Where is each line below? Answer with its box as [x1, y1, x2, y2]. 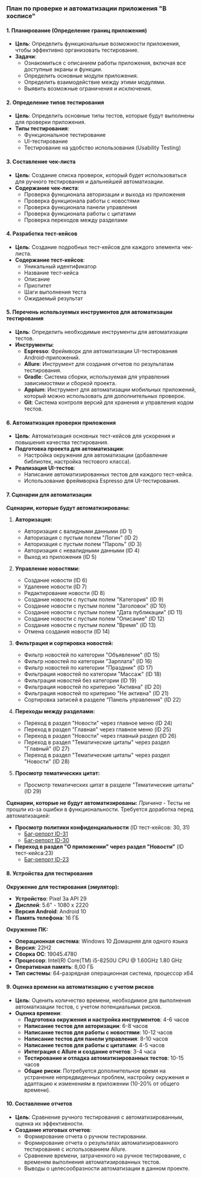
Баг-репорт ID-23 [24, 856, 69, 863]
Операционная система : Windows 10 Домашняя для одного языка [14, 937, 188, 945]
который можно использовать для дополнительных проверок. [24, 392, 186, 399]
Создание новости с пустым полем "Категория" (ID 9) [24, 596, 164, 603]
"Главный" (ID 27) [24, 745, 70, 752]
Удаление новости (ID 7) [24, 583, 87, 590]
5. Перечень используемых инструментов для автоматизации [6, 309, 173, 316]
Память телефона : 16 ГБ [14, 914, 80, 921]
